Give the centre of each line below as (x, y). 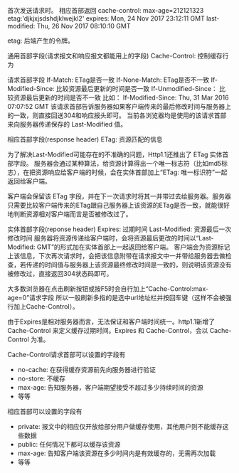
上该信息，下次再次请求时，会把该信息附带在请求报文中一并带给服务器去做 (116, 256)
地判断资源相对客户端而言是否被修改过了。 (70, 214)
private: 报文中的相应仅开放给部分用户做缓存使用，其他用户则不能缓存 (120, 426)
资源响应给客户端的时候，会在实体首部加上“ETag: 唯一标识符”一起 (131, 172)
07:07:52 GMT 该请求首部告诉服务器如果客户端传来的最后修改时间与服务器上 (119, 106)
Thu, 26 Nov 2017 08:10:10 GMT (84, 26)
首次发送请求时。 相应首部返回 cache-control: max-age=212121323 (106, 10)
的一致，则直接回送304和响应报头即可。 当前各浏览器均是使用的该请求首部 (117, 115)
